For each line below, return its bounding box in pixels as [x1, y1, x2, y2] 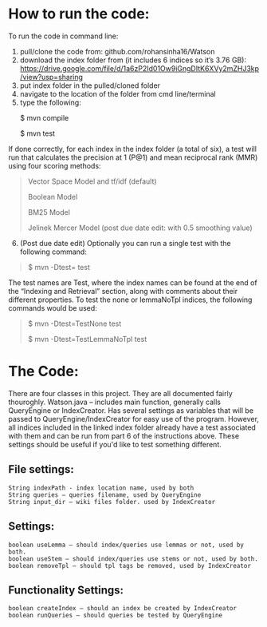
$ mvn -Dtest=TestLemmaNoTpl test [27, 334, 147, 343]
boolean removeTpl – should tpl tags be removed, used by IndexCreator [8, 562, 251, 569]
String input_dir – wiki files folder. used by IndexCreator [8, 498, 216, 506]
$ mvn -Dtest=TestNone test [27, 319, 122, 328]
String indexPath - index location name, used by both [8, 484, 194, 492]
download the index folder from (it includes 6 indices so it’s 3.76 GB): [19, 55, 247, 65]
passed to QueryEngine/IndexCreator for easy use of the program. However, [8, 414, 259, 423]
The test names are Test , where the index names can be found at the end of [8, 277, 257, 288]
